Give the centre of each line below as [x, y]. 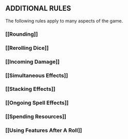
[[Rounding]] [22, 34]
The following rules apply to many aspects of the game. [64, 21]
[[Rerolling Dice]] [27, 48]
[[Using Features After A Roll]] [44, 130]
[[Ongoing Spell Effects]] [37, 103]
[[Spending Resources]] [36, 116]
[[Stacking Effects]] [30, 89]
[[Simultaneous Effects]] [37, 75]
